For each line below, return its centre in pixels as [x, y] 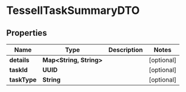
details [19, 60]
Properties [27, 33]
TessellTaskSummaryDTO [73, 11]
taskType [23, 80]
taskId [19, 70]
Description [126, 50]
